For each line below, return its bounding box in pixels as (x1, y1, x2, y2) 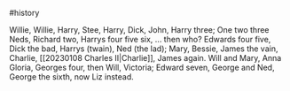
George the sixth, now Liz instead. (9, 72, 135, 82)
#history (9, 8, 40, 18)
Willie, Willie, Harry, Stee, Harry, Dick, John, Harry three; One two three (9, 25, 270, 34)
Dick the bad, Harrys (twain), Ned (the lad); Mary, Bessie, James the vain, (9, 43, 278, 54)
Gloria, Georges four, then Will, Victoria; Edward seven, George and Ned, (9, 62, 275, 72)
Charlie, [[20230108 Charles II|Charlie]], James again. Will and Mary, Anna (9, 53, 282, 63)
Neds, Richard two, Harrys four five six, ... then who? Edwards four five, (9, 34, 271, 44)
